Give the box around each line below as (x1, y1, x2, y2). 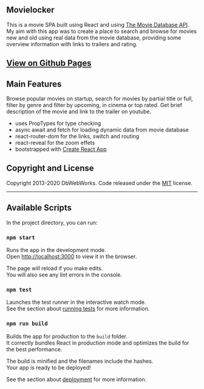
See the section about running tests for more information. (6, 305, 150, 312)
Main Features (6, 79, 62, 89)
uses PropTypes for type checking (15, 120, 101, 127)
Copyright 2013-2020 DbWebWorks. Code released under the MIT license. (6, 179, 193, 186)
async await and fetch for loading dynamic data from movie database (15, 126, 189, 133)
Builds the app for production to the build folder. (6, 332, 128, 340)
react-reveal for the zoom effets (15, 139, 95, 147)
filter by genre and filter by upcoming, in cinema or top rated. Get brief (6, 102, 183, 109)
